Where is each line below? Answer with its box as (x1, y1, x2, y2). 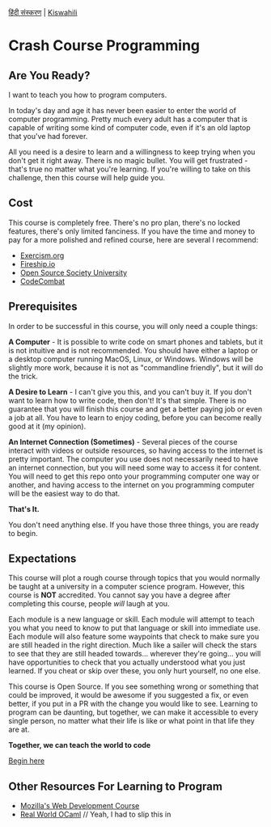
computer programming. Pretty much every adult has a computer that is (8, 114, 248, 124)
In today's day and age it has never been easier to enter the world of (8, 106, 237, 115)
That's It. (8, 504, 40, 513)
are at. (8, 724, 30, 735)
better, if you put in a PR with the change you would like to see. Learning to (8, 699, 258, 709)
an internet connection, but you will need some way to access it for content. (8, 462, 261, 472)
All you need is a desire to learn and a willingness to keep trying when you (8, 147, 256, 157)
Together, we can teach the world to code (8, 741, 151, 750)
